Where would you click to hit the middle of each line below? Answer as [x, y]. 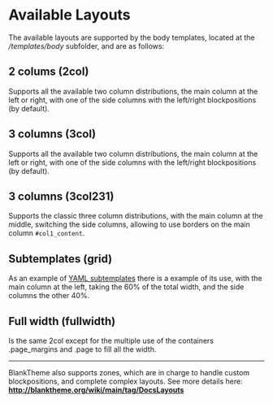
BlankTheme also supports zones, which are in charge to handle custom [129, 373]
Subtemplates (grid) [61, 259]
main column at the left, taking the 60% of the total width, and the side [126, 287]
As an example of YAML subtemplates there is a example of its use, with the [135, 279]
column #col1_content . [47, 233]
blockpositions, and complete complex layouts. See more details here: [126, 381]
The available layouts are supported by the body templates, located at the [132, 37]
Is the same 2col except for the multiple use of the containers [111, 340]
